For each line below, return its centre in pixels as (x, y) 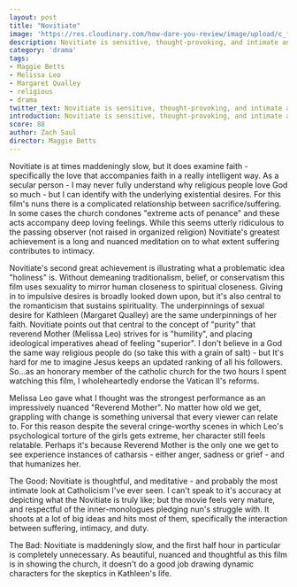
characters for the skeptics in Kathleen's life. (91, 573)
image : (21, 34)
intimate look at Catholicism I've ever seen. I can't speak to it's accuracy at (145, 490)
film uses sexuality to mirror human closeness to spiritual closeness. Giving (146, 286)
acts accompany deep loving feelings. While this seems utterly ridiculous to (147, 222)
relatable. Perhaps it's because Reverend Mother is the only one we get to (144, 444)
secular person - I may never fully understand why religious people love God (148, 185)
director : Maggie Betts (53, 141)
